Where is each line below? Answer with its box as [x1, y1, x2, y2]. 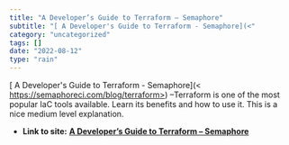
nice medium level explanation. [9, 109, 124, 119]
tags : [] [9, 38, 42, 48]
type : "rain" [9, 55, 59, 64]
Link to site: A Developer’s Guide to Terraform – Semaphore [22, 126, 249, 136]
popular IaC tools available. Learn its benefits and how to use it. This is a [9, 99, 278, 109]
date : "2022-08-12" [9, 47, 83, 56]
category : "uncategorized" [9, 30, 111, 39]
